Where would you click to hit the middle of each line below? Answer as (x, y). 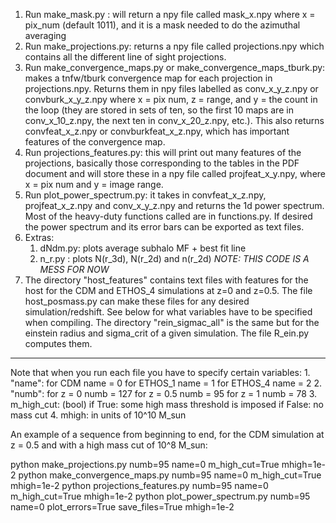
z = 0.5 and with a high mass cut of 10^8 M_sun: (109, 445)
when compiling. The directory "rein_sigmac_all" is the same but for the (172, 322)
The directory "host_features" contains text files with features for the (166, 280)
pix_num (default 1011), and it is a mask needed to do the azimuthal (162, 25)
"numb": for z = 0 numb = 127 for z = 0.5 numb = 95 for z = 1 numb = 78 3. (164, 393)
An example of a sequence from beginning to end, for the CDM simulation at (167, 434)
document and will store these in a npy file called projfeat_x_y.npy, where (175, 173)
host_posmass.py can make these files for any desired (137, 301)
